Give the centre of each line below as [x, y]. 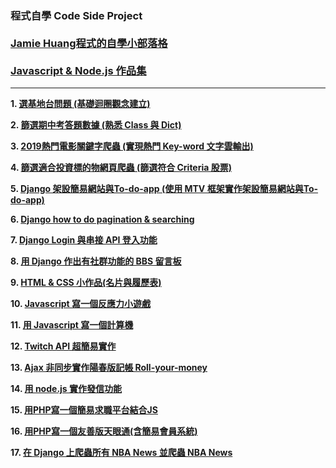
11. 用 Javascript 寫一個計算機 [72, 325]
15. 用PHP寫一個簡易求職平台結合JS [84, 410]
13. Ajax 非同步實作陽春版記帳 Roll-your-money [109, 368]
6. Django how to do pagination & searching [102, 219]
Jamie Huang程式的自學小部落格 [89, 43]
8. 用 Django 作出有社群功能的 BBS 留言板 [96, 261]
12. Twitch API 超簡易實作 [63, 346]
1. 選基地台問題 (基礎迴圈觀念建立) [80, 104]
